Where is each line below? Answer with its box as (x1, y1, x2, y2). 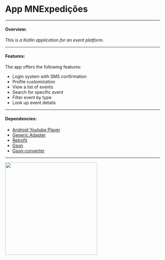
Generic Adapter (12, 132, 46, 138)
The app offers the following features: (5, 64, 82, 70)
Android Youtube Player (12, 127, 60, 133)
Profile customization (12, 79, 55, 85)
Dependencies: (5, 115, 37, 121)
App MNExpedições (5, 3, 88, 15)
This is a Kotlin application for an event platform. (5, 37, 104, 43)
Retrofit (12, 137, 27, 143)
